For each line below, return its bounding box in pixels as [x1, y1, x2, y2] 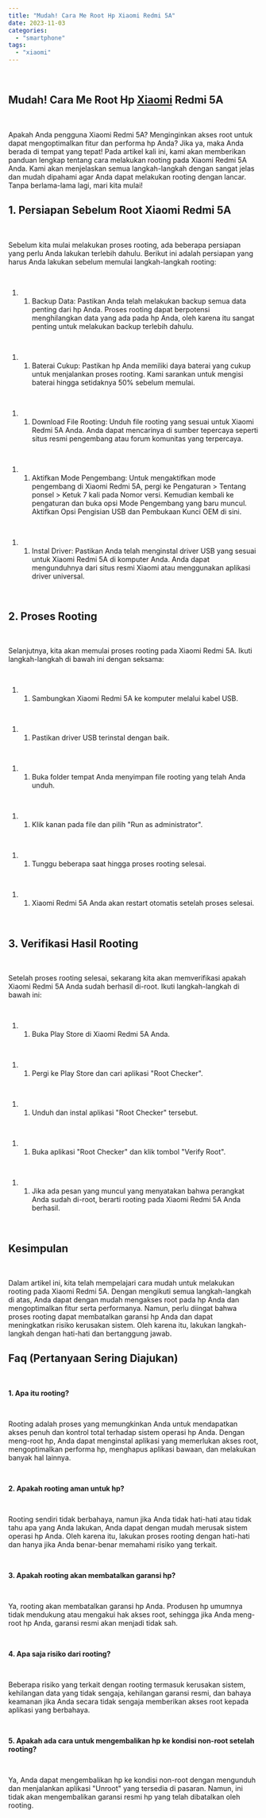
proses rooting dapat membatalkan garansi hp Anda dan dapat [8, 1312, 213, 1321]
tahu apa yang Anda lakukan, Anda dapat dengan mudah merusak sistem [8, 1522, 248, 1532]
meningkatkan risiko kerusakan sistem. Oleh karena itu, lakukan [8, 1321, 216, 1330]
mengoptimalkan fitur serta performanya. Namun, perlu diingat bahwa [8, 1304, 237, 1313]
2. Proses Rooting [8, 609, 98, 624]
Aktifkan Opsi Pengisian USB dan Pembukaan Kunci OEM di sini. [31, 506, 242, 516]
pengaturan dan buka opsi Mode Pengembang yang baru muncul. [31, 498, 248, 508]
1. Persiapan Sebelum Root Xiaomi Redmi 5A [8, 203, 232, 217]
